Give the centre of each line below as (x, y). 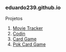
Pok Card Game (29, 44)
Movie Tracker (28, 28)
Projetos (14, 19)
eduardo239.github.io (33, 8)
